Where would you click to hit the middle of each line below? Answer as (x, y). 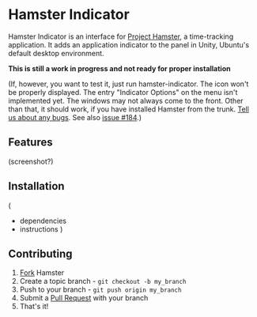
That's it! (34, 307)
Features (30, 143)
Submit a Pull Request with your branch (84, 298)
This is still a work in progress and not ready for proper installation (119, 68)
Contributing (40, 253)
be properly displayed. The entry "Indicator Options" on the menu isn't (123, 92)
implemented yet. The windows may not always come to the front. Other (126, 100)
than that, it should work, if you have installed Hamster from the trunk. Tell (128, 109)
